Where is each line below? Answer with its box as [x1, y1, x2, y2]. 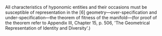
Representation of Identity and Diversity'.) [5, 25, 91, 31]
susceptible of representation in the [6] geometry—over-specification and [5, 9, 157, 15]
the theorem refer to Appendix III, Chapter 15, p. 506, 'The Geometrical [5, 20, 150, 26]
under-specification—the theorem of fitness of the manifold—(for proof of [5, 15, 157, 20]
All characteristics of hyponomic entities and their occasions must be [5, 4, 147, 10]
